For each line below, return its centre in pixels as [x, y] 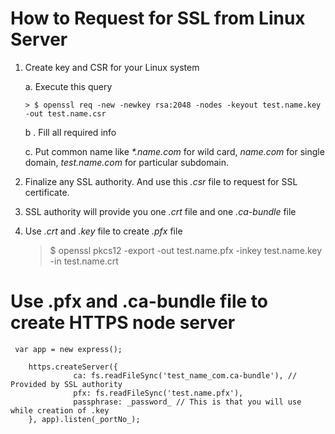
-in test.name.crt [84, 261]
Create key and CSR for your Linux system [112, 67]
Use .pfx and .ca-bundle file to [139, 301]
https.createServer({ [73, 367]
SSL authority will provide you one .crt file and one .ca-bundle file [160, 211]
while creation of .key [60, 410]
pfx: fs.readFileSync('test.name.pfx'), [158, 393]
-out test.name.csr [65, 113]
